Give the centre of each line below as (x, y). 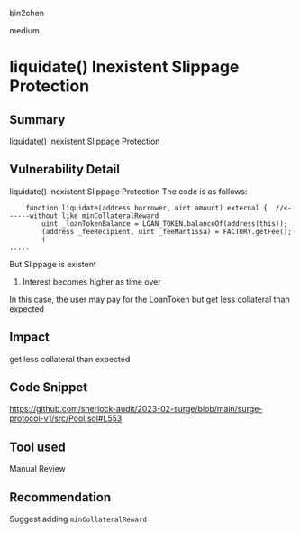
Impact (29, 337)
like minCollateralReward (110, 216)
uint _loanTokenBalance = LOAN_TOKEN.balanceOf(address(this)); (165, 224)
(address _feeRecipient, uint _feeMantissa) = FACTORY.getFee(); (167, 231)
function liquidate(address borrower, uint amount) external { (147, 208)
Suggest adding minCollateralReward (78, 519)
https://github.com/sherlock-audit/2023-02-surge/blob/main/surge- (136, 409)
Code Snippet (49, 388)
